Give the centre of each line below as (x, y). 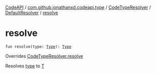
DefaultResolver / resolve (32, 13)
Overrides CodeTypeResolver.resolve (44, 56)
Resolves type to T (25, 66)
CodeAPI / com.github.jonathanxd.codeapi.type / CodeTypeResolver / (78, 7)
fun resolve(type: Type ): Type (38, 47)
